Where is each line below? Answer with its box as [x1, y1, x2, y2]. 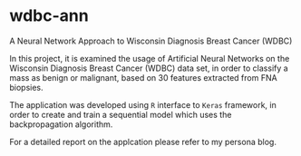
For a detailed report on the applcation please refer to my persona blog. [9, 136, 277, 147]
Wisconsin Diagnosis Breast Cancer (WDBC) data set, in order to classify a [9, 63, 288, 73]
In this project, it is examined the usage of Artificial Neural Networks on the [9, 53, 290, 63]
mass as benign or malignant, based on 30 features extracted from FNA [9, 72, 278, 83]
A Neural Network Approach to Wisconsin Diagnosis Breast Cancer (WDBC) [9, 35, 293, 46]
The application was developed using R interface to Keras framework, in [9, 99, 277, 110]
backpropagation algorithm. [9, 119, 113, 130]
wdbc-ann [9, 5, 89, 26]
